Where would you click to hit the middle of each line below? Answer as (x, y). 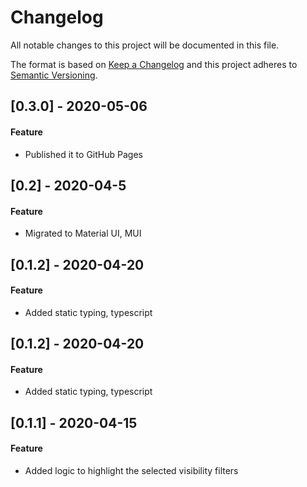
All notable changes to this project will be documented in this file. (145, 45)
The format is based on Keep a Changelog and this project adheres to (154, 64)
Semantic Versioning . (54, 75)
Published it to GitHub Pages (83, 154)
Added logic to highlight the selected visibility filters (131, 470)
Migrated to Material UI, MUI (83, 233)
